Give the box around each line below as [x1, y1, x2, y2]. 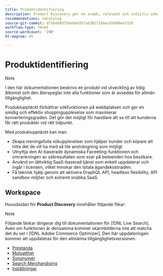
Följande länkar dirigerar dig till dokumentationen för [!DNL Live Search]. [5, 220, 150, 226]
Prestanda [12, 245, 33, 251]
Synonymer [12, 255, 35, 261]
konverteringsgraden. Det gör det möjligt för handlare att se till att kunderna [5, 114, 157, 120]
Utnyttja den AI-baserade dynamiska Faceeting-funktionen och [12, 149, 139, 154]
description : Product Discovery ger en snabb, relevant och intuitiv [5, 12, 149, 16]
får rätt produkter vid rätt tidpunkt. [5, 120, 74, 125]
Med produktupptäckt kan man [5, 129, 67, 135]
